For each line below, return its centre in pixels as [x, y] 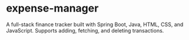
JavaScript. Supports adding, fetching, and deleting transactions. [85, 30]
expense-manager [52, 8]
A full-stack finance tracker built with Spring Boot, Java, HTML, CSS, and [95, 24]
